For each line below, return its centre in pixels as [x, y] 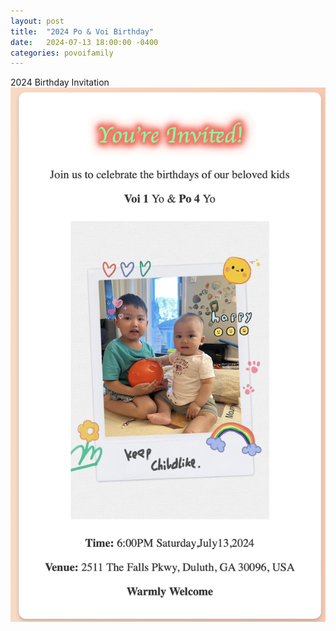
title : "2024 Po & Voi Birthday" [82, 31]
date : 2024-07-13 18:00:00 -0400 [84, 42]
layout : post [37, 21]
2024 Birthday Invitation [60, 82]
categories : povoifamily [62, 53]
